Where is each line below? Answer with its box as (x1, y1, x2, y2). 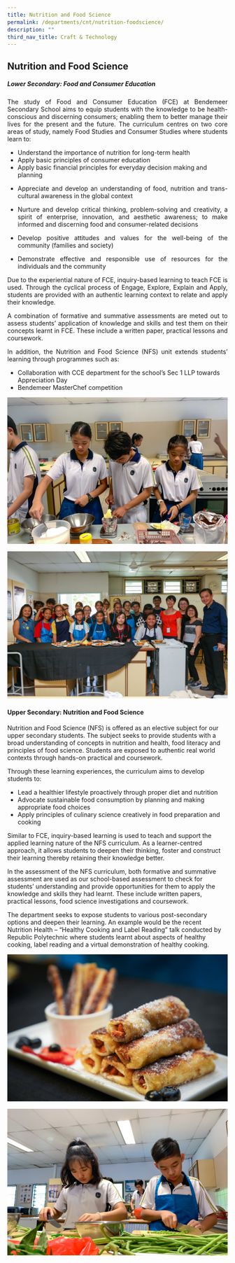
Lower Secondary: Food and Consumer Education (7, 80, 156, 88)
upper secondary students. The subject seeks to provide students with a (7, 731, 217, 739)
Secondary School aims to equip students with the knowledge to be (7, 105, 206, 113)
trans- (210, 184, 228, 193)
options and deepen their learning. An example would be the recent (7, 918, 201, 926)
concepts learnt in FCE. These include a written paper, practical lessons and (7, 326, 228, 335)
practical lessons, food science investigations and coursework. (7, 897, 189, 905)
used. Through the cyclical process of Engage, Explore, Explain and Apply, (7, 283, 228, 291)
